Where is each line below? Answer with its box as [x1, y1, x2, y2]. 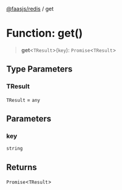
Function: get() [6, 27, 83, 40]
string [6, 146, 23, 152]
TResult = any [6, 96, 41, 103]
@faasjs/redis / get [6, 5, 54, 12]
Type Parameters [6, 64, 73, 75]
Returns [6, 162, 38, 172]
